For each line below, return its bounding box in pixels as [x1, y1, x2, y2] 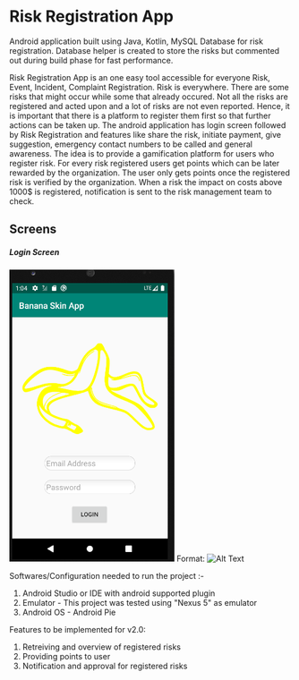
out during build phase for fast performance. [9, 55, 174, 65]
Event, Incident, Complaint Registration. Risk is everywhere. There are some [9, 81, 289, 92]
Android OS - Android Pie [21, 607, 116, 618]
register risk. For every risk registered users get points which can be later [9, 157, 280, 168]
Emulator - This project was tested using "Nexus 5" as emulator [21, 598, 258, 608]
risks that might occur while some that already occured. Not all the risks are [9, 91, 288, 102]
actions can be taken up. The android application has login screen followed [9, 119, 286, 131]
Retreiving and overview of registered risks [21, 642, 182, 652]
